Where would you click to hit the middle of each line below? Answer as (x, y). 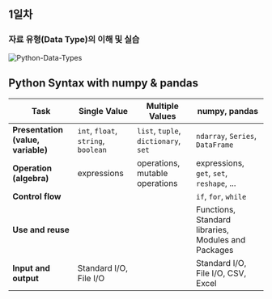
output (25, 278)
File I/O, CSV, (221, 273)
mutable (152, 173)
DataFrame (215, 145)
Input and (31, 267)
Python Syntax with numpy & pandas (104, 83)
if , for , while (221, 196)
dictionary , (159, 141)
